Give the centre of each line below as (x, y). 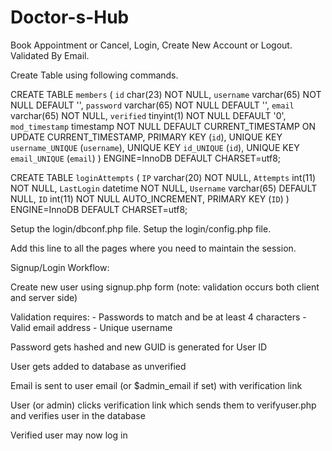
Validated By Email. (50, 55)
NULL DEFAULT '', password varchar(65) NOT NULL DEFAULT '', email (152, 105)
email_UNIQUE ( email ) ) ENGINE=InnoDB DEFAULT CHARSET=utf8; (146, 158)
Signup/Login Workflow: (60, 267)
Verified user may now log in (69, 435)
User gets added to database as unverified (98, 366)
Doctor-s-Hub (70, 17)
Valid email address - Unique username (91, 327)
